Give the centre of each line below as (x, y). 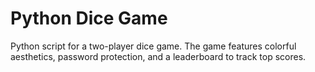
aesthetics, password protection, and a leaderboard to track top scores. (158, 56)
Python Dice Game (89, 18)
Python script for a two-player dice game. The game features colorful (153, 46)
